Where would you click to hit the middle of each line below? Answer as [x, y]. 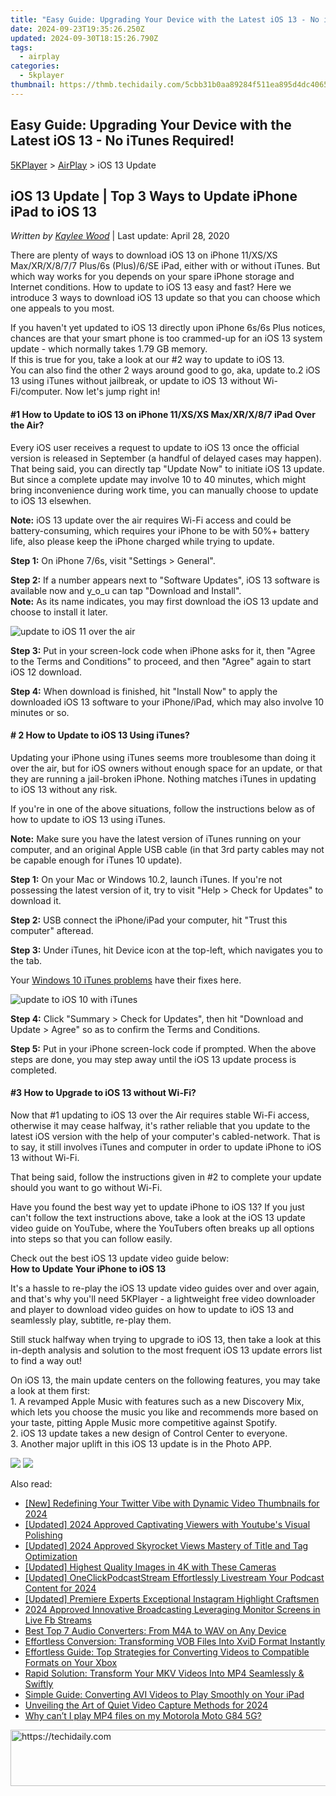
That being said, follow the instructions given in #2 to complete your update [166, 1177]
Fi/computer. [36, 392]
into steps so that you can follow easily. [91, 1238]
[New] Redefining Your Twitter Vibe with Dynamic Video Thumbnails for [172, 1503]
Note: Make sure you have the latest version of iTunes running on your [156, 838]
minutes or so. [40, 712]
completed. [33, 1070]
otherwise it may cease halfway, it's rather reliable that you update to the [160, 1125]
